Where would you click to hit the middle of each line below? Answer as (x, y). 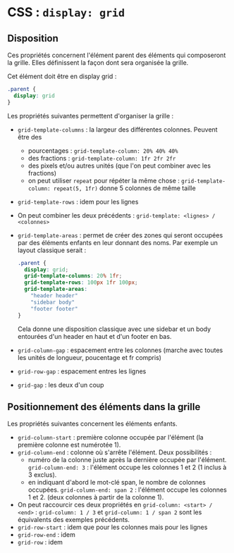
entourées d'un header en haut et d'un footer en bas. (94, 336)
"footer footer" (54, 309)
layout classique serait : (52, 250)
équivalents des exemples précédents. (74, 520)
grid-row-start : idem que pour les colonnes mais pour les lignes (112, 527)
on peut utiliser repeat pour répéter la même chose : (104, 180)
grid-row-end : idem (46, 535)
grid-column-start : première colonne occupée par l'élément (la (110, 437)
